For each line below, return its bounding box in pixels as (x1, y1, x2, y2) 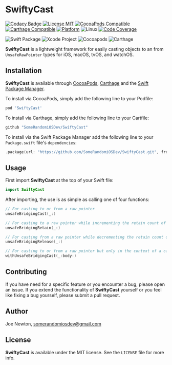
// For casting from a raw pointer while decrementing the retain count (5, 234, 164, 240)
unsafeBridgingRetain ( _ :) (5, 225, 60, 230)
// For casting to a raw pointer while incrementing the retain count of (5, 220, 166, 226)
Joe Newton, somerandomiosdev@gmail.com (5, 320, 101, 327)
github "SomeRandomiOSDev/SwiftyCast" (5, 124, 88, 130)
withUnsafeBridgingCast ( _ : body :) (5, 253, 77, 259)
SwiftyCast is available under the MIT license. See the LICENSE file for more (5, 349, 165, 355)
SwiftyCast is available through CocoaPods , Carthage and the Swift (5, 80, 149, 86)
